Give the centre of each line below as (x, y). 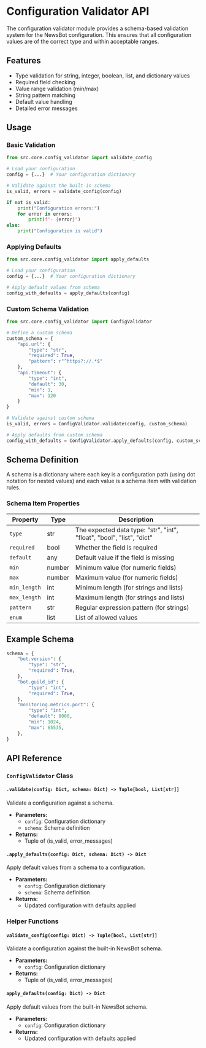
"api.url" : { (34, 344)
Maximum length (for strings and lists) (130, 597)
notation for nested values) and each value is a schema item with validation (101, 481)
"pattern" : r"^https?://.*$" (66, 361)
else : (13, 226)
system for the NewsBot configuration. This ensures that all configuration (99, 34)
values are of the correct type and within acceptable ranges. (83, 41)
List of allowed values (106, 617)
